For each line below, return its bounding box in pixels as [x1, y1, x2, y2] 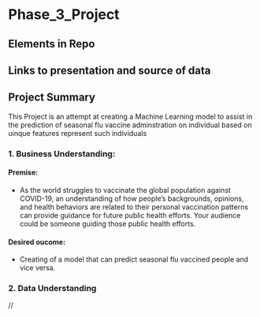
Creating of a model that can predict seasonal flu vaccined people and [19, 255, 249, 264]
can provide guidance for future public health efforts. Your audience [19, 210, 241, 220]
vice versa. [19, 263, 56, 273]
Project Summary [8, 91, 96, 104]
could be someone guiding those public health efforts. [19, 219, 196, 228]
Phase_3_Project [8, 6, 120, 24]
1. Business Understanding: [8, 148, 116, 159]
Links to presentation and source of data [8, 63, 211, 77]
